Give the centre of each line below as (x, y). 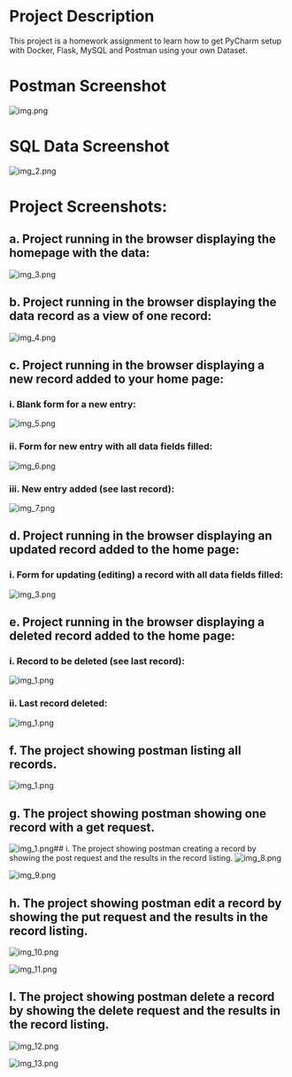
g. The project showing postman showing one (138, 814)
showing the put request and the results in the (138, 917)
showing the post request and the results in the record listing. (121, 858)
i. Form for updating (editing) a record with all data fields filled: (146, 575)
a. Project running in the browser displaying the (143, 240)
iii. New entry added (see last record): (92, 489)
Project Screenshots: (88, 206)
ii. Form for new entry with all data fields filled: (111, 446)
